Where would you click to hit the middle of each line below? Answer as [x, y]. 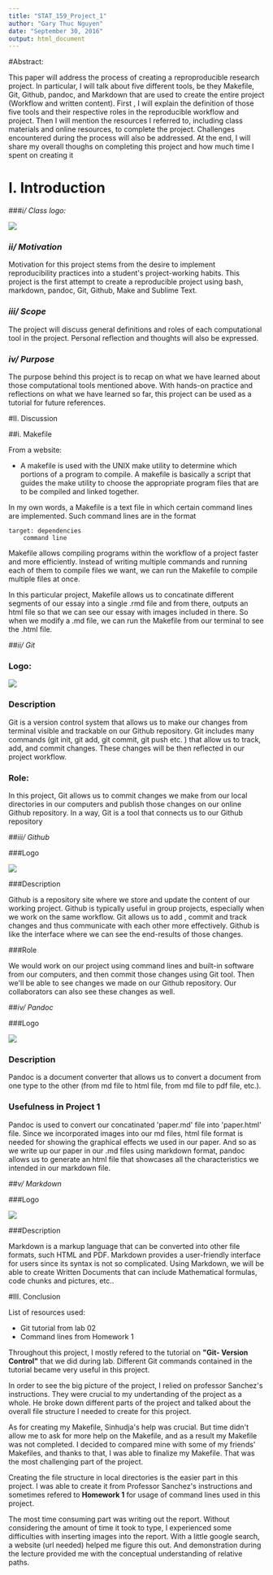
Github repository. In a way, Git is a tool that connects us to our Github [126, 812]
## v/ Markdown [35, 1183]
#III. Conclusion [35, 1296]
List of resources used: [47, 1312]
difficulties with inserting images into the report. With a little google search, [134, 1536]
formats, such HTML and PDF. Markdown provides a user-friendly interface [135, 1255]
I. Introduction [57, 188]
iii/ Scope [27, 311]
